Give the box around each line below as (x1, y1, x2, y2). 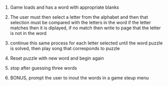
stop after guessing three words (10, 65, 77, 71)
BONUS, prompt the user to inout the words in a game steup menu (10, 75, 149, 80)
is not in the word (10, 30, 47, 36)
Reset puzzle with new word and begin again (10, 55, 104, 61)
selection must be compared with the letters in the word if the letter (10, 20, 151, 25)
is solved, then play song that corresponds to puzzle (10, 46, 120, 51)
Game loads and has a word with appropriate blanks (10, 5, 119, 10)
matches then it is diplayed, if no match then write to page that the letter (10, 25, 161, 31)
